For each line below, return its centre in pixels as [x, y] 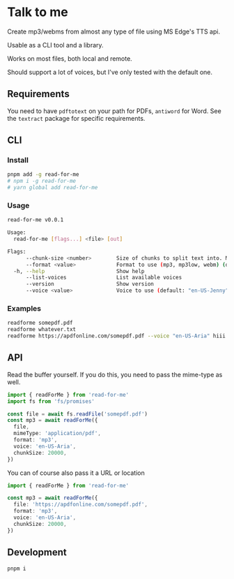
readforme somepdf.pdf [40, 323]
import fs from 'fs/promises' [51, 401]
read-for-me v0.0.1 [36, 220]
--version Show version [90, 284]
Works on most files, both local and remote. [70, 58]
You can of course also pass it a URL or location [76, 473]
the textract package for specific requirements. [76, 118]
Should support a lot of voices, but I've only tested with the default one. [110, 72]
